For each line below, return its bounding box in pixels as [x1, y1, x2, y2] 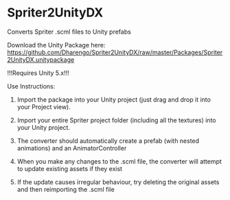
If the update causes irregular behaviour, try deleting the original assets [16, 177, 220, 186]
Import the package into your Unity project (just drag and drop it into [16, 95, 211, 104]
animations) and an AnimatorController [16, 144, 127, 152]
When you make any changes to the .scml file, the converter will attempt [16, 157, 222, 166]
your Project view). [16, 102, 71, 111]
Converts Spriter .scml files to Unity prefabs [7, 27, 132, 36]
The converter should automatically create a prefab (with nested [16, 136, 200, 145]
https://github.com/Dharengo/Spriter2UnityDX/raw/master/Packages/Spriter [7, 48, 223, 56]
